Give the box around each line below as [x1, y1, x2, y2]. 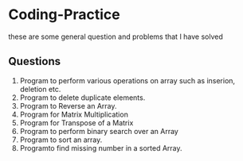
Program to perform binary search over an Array [19, 126, 179, 136]
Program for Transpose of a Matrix [19, 117, 134, 128]
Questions [8, 55, 61, 68]
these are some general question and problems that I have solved [8, 32, 223, 41]
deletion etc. [19, 84, 61, 94]
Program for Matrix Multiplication [19, 109, 129, 119]
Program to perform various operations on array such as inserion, [19, 75, 236, 85]
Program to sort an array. [19, 135, 103, 144]
